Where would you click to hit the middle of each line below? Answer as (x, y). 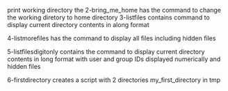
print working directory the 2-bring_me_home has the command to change (114, 10)
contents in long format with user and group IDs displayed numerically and (114, 59)
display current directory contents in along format (78, 25)
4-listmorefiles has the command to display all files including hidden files (112, 38)
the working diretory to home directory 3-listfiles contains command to (108, 17)
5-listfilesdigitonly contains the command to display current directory (106, 52)
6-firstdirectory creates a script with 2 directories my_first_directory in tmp (114, 80)
